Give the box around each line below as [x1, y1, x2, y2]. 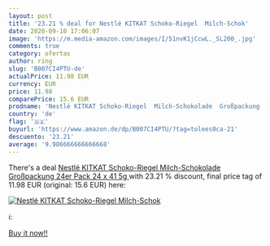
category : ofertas [8, 50, 71, 58]
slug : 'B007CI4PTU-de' [8, 65, 85, 73]
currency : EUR [8, 80, 57, 88]
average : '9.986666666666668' [8, 140, 111, 149]
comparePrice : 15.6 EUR [8, 95, 89, 103]
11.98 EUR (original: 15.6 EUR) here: [8, 179, 126, 189]
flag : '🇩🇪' [8, 118, 49, 126]
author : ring [8, 58, 53, 66]
